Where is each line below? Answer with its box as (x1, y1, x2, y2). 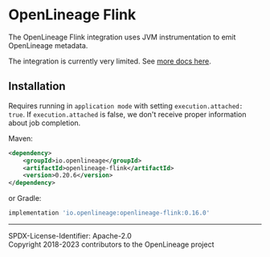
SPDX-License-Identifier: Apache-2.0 (8, 231, 133, 240)
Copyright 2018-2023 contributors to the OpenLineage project (8, 239, 215, 249)
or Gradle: (8, 194, 42, 203)
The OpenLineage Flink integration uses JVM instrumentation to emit (8, 32, 236, 42)
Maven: (8, 133, 34, 143)
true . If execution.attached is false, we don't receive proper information (8, 109, 247, 119)
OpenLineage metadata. (8, 40, 88, 50)
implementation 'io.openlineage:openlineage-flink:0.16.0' (8, 209, 211, 218)
